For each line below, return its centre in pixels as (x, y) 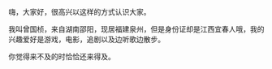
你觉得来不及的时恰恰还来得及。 (62, 56)
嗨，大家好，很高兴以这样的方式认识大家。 (80, 12)
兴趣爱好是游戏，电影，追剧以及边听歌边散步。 (86, 39)
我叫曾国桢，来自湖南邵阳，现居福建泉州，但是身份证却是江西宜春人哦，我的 (136, 29)
